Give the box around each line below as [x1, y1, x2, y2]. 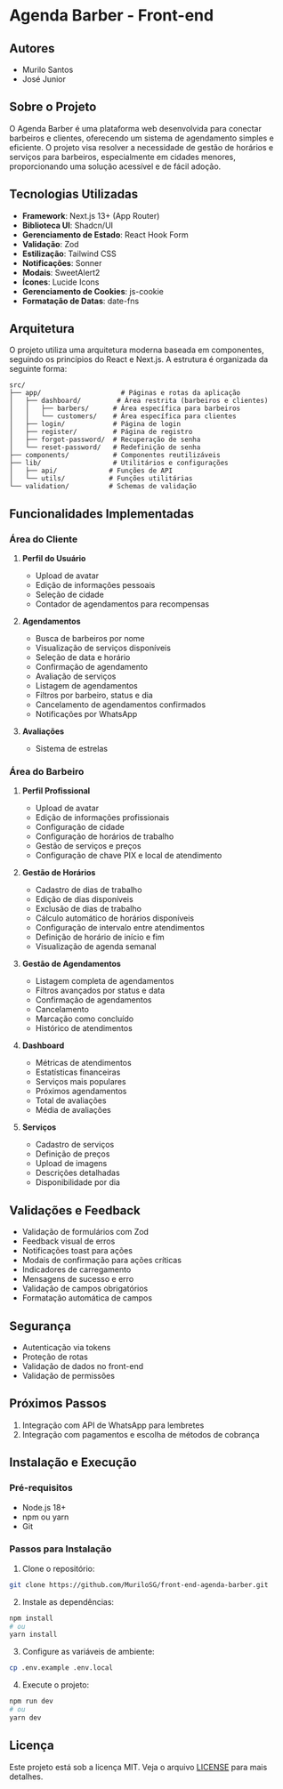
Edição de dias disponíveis [35, 894, 133, 905]
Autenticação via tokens [21, 1342, 111, 1353]
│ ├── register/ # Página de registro [9, 428, 193, 437]
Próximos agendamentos [35, 1086, 127, 1097]
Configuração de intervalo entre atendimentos [35, 923, 205, 933]
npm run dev [9, 1696, 53, 1706]
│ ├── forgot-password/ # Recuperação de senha [9, 435, 201, 445]
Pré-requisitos [9, 1482, 73, 1495]
